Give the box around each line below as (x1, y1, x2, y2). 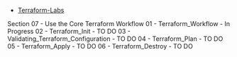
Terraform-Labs (17, 6, 65, 14)
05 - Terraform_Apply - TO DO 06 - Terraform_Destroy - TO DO (7, 42, 193, 50)
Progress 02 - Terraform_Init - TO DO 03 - (7, 27, 131, 35)
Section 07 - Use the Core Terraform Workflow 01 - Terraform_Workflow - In (7, 20, 231, 27)
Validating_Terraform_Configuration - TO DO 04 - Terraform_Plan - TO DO (7, 34, 224, 43)
